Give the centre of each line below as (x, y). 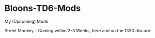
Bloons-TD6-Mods (43, 8)
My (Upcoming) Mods (26, 21)
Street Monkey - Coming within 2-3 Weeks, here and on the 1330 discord (77, 30)
